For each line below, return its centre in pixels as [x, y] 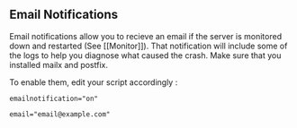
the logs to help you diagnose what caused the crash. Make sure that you [145, 55]
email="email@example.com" [60, 114]
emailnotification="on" [54, 98]
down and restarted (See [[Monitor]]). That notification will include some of [148, 46]
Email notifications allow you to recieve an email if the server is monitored [145, 36]
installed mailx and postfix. [58, 64]
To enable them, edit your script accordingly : [94, 82]
